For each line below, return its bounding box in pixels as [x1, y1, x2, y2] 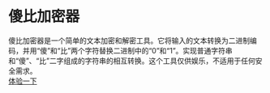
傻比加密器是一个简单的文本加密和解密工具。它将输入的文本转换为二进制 [8, 36, 250, 45]
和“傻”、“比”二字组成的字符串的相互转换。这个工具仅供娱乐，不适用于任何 [8, 56, 255, 66]
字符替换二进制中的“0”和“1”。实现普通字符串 [84, 45, 233, 55]
